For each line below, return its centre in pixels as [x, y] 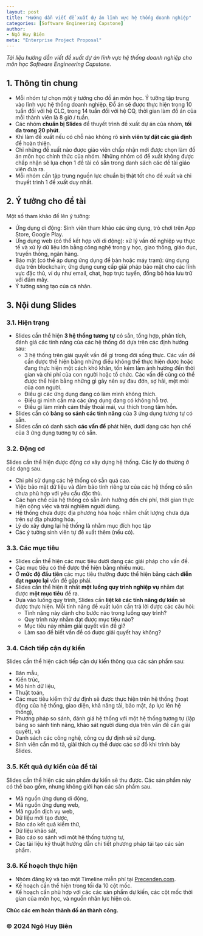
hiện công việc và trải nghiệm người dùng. [68, 506]
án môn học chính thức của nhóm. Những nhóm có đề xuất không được [105, 156]
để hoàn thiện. [33, 143]
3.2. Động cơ [26, 448]
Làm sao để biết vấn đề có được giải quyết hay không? [92, 632]
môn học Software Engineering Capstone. [59, 64]
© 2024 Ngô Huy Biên [40, 926]
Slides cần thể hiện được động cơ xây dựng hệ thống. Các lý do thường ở [98, 462]
